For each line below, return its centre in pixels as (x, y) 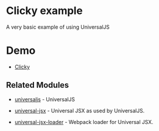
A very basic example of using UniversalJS (58, 27)
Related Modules (38, 85)
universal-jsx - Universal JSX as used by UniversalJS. (79, 111)
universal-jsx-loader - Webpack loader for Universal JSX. (84, 122)
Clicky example (45, 11)
